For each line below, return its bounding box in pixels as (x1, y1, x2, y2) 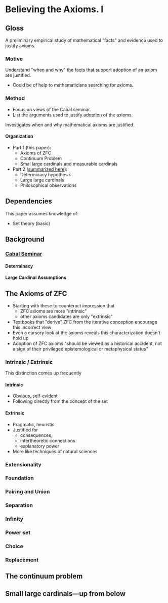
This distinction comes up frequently (5, 370, 82, 376)
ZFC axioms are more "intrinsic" (20, 308, 87, 314)
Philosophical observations (20, 182, 77, 188)
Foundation (5, 474, 34, 482)
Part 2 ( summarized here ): (12, 166, 67, 172)
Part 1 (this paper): (12, 144, 52, 150)
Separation (5, 502, 33, 509)
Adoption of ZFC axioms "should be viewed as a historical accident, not (12, 340, 162, 346)
